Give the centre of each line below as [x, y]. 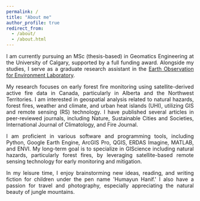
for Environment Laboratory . [41, 75]
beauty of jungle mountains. [41, 192]
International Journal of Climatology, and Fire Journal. [72, 125]
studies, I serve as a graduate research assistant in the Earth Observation [100, 69]
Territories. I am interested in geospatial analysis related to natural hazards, [100, 99]
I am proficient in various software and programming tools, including [100, 136]
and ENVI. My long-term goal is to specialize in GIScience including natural [100, 149]
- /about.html [29, 39]
